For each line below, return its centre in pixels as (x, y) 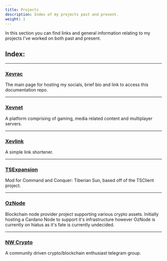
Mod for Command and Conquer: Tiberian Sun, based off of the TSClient (80, 180)
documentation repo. (27, 90)
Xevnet (14, 107)
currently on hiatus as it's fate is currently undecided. (60, 225)
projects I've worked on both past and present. (53, 38)
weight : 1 (15, 19)
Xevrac (14, 74)
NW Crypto (19, 242)
